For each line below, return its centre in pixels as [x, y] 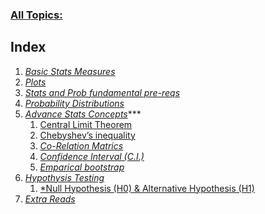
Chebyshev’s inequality [87, 135]
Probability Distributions [74, 103]
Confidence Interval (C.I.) [92, 156]
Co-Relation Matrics [81, 145]
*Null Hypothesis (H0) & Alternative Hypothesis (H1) [147, 188]
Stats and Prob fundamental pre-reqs [102, 92]
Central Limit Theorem [86, 124]
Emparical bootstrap [82, 167]
